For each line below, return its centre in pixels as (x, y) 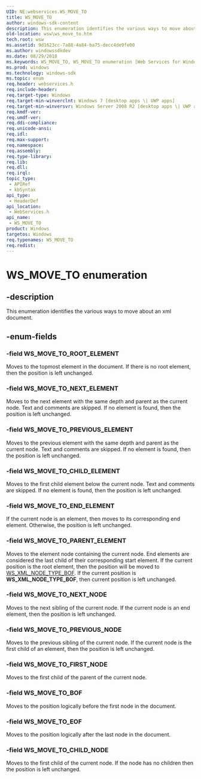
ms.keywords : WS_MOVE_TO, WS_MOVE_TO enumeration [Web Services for (93, 62)
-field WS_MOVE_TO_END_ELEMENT (60, 506)
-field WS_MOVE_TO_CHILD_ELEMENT (63, 471)
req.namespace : (25, 145)
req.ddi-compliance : (32, 123)
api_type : (19, 195)
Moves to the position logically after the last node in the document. (89, 735)
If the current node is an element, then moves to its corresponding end (93, 519)
